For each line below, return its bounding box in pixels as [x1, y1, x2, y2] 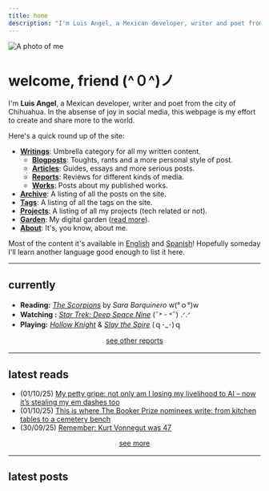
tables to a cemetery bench [19, 414, 111, 425]
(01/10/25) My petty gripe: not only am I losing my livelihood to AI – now [19, 389, 256, 399]
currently [8, 278, 56, 292]
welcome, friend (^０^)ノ [8, 71, 175, 90]
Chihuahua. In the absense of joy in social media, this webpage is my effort [8, 107, 256, 117]
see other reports [106, 336, 163, 345]
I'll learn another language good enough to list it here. [8, 248, 186, 257]
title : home [8, 11, 48, 20]
